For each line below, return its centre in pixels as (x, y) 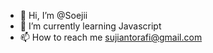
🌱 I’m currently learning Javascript (90, 26)
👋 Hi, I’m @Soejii (53, 15)
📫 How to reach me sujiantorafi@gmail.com (111, 37)
